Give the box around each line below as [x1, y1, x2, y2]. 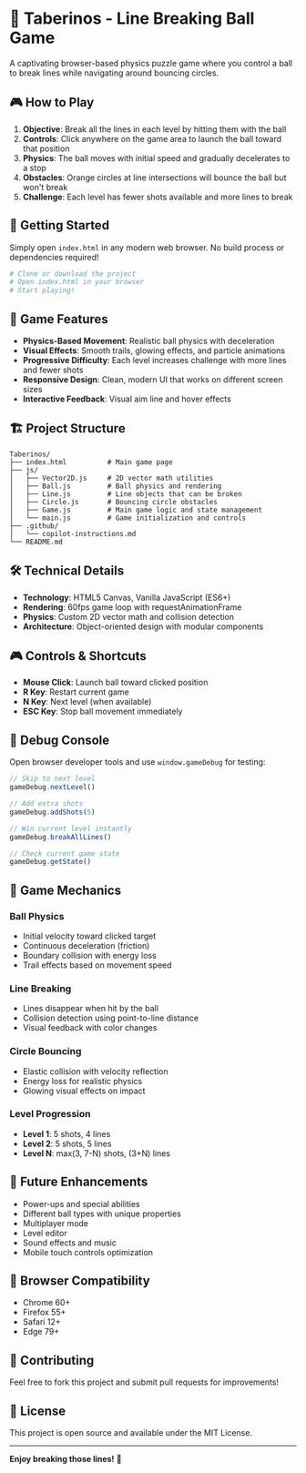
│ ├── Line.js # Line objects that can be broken [9, 489, 243, 499]
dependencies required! [9, 251, 99, 262]
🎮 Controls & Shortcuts [9, 648, 148, 664]
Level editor [22, 1227, 67, 1238]
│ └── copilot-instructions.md [9, 529, 137, 538]
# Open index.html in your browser [9, 278, 145, 287]
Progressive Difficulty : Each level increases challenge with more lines [22, 355, 287, 365]
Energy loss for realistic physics [22, 1075, 143, 1086]
